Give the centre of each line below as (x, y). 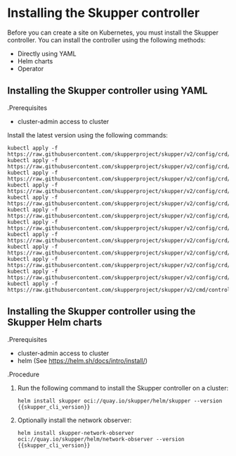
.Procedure (24, 374)
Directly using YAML (47, 54)
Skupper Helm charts (55, 322)
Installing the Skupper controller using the (101, 312)
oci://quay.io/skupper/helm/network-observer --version (101, 439)
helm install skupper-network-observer (76, 433)
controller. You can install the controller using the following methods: (106, 39)
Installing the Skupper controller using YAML (107, 91)
